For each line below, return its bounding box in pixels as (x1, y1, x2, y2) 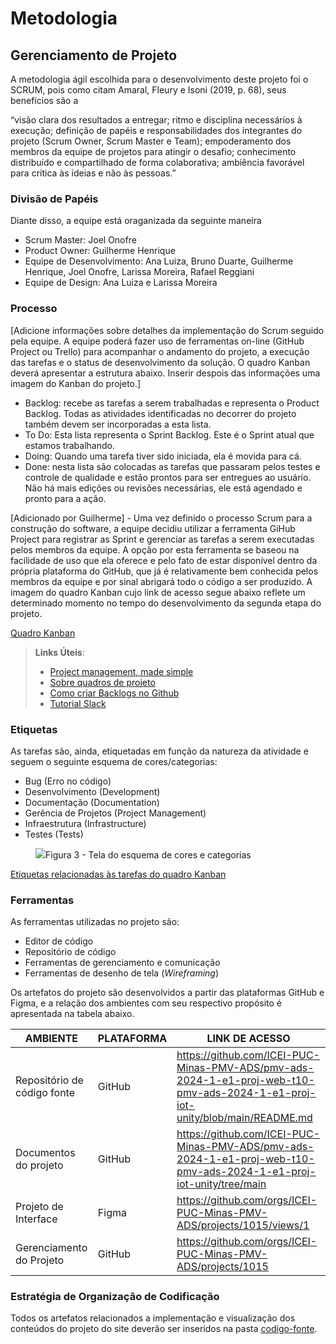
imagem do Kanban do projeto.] (10, 377, 142, 389)
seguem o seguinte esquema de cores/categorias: (10, 755, 218, 767)
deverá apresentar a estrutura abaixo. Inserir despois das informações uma (10, 367, 321, 379)
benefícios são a (10, 95, 79, 106)
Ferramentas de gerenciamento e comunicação (24, 957, 221, 969)
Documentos (15, 1146, 76, 1160)
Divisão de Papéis (10, 192, 99, 206)
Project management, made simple (49, 665, 194, 677)
